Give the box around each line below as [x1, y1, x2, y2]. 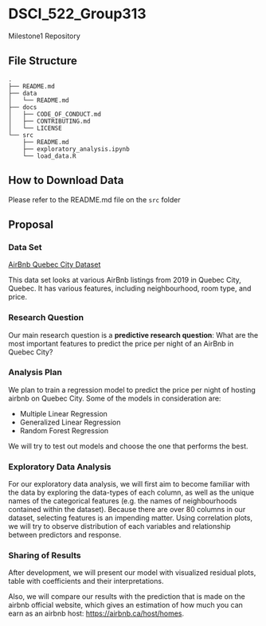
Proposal [8, 217, 54, 231]
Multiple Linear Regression [19, 409, 108, 418]
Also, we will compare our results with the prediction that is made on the [8, 592, 245, 601]
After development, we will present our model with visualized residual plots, [8, 568, 256, 577]
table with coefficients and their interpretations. [8, 577, 164, 586]
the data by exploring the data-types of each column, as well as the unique [8, 487, 255, 498]
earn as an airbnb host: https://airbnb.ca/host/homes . [8, 608, 185, 618]
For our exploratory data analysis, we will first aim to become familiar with [8, 479, 251, 489]
